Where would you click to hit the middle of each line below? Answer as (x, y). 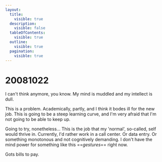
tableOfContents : (28, 33)
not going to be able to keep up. (38, 119)
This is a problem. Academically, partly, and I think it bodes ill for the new (80, 109)
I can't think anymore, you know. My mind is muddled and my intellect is (79, 94)
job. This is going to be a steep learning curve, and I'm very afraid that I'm (81, 114)
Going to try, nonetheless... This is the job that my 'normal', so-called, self (81, 129)
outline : (19, 42)
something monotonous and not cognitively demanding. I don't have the (79, 140)
